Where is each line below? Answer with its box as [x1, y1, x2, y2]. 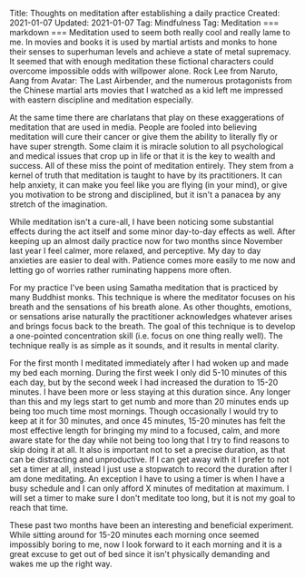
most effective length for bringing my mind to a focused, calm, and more [9, 426, 280, 436]
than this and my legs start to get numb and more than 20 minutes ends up [9, 397, 289, 407]
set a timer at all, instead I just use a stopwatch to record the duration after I [9, 464, 292, 475]
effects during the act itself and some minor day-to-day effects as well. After [9, 226, 296, 237]
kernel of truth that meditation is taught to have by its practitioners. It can [9, 170, 283, 181]
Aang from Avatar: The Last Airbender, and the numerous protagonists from [9, 75, 292, 85]
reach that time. [9, 503, 69, 513]
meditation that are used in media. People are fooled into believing [9, 122, 257, 132]
